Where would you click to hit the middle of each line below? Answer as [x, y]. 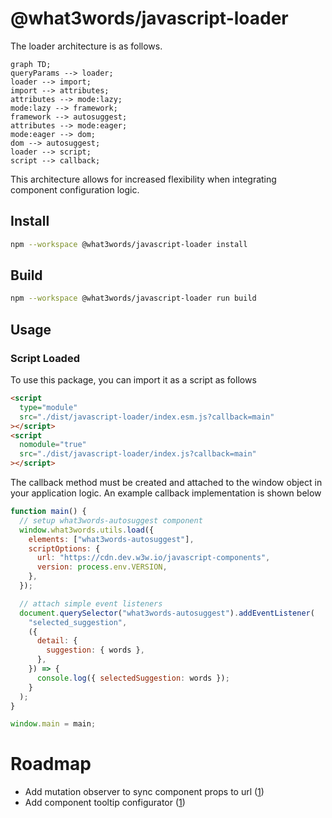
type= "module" [48, 407]
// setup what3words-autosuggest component [111, 520]
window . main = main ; [53, 724]
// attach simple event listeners [91, 603]
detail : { [57, 641]
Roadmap [51, 764]
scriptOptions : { [64, 548]
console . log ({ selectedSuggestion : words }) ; [133, 678]
